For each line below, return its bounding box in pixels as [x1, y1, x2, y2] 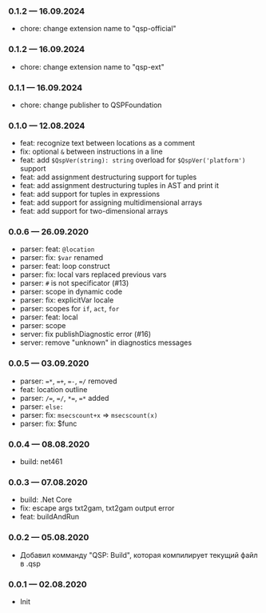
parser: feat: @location [19, 244, 95, 254]
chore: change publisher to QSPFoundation [19, 100, 162, 110]
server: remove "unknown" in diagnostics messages [19, 338, 193, 347]
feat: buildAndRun [19, 512, 80, 522]
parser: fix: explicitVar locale [19, 295, 114, 305]
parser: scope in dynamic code [19, 286, 122, 297]
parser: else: [19, 402, 64, 411]
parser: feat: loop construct [19, 262, 110, 271]
